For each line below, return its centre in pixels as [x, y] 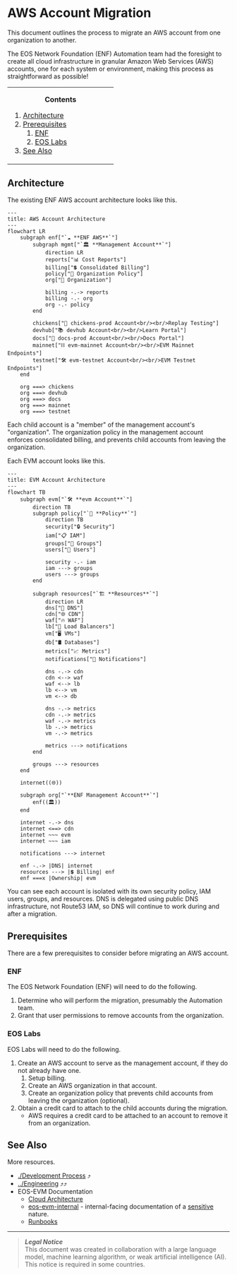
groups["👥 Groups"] [73, 544]
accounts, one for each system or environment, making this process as [110, 69]
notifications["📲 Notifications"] [96, 659]
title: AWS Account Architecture [56, 219]
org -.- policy [67, 305]
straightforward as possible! [48, 76]
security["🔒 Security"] [80, 527]
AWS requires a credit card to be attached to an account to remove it [128, 1115]
